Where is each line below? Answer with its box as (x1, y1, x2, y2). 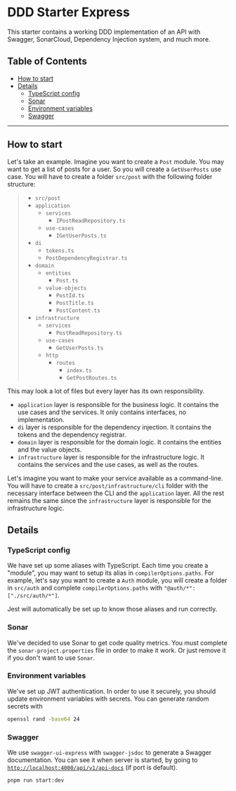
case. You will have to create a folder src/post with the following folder (7, 172, 213, 180)
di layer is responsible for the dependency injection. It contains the (17, 423, 212, 431)
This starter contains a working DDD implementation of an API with (7, 27, 201, 36)
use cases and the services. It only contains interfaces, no (17, 408, 187, 416)
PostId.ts (55, 292, 85, 299)
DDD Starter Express (7, 4, 130, 20)
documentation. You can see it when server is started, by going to (7, 756, 198, 764)
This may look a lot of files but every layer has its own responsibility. (7, 387, 205, 395)
